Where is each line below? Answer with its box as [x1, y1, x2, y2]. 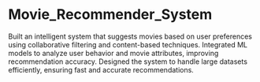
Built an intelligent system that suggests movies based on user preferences [8, 32, 252, 41]
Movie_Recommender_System [8, 6, 213, 24]
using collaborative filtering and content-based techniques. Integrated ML [8, 39, 248, 49]
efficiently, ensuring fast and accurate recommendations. [8, 65, 195, 74]
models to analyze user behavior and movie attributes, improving [8, 48, 219, 58]
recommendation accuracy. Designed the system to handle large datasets [8, 57, 248, 66]
